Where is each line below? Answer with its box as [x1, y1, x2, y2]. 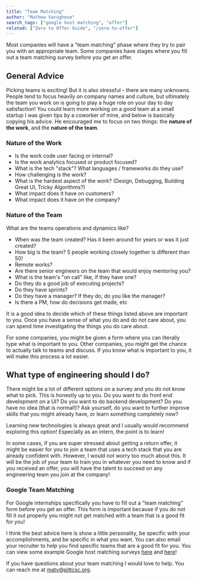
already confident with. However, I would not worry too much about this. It [6, 452, 186, 459]
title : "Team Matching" [6, 8, 65, 15]
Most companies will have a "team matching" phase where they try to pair [6, 41, 186, 48]
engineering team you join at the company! [6, 471, 110, 478]
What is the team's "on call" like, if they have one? [14, 273, 137, 280]
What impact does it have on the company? [14, 196, 120, 204]
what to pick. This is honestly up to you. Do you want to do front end [6, 392, 173, 399]
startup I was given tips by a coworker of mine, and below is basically [6, 112, 175, 119]
